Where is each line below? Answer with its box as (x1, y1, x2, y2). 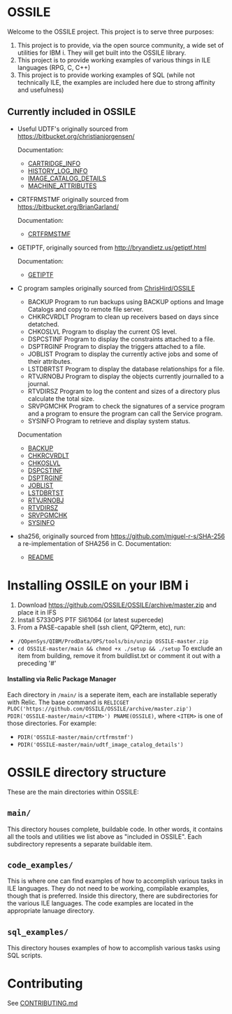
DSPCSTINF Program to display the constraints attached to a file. (27, 334, 215, 343)
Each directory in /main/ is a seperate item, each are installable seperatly (7, 690, 217, 699)
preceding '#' (17, 659, 57, 667)
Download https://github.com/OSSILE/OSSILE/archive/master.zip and (17, 601, 217, 609)
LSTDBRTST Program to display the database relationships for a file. (27, 364, 225, 373)
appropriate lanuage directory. (7, 907, 95, 915)
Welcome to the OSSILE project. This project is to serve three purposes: (7, 27, 215, 36)
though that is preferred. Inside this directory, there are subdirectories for (7, 891, 219, 900)
